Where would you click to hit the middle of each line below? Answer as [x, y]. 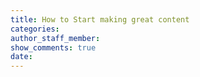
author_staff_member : [55, 38]
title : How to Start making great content [100, 19]
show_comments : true [53, 47]
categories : [35, 29]
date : [21, 57]
